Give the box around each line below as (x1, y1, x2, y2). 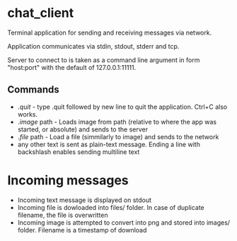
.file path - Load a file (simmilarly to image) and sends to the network (17, 132, 219, 141)
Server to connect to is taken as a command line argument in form (7, 55, 200, 64)
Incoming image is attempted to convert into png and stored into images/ (17, 218, 231, 227)
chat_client (7, 5, 74, 21)
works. (17, 110, 37, 118)
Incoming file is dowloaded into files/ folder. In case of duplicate (17, 203, 205, 211)
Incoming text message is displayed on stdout (17, 196, 152, 204)
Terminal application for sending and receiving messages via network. (7, 28, 212, 37)
